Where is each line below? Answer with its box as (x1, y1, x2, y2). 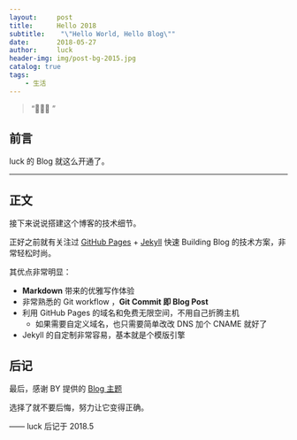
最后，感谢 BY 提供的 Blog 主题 (9, 383, 122, 394)
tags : (9, 71, 29, 80)
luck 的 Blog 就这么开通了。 (9, 156, 110, 166)
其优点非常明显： (9, 266, 72, 277)
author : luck (9, 46, 73, 55)
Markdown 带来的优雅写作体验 (21, 285, 135, 297)
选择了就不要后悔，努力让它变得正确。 (9, 402, 148, 413)
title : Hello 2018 (9, 21, 97, 30)
